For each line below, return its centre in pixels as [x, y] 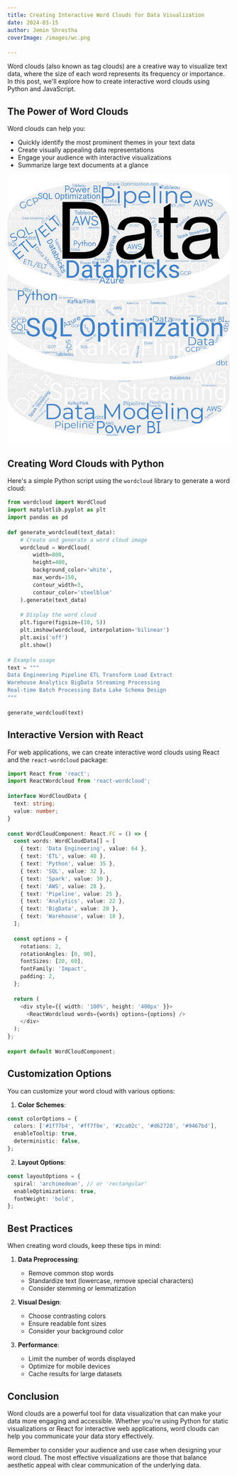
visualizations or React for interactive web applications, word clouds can [113, 1428]
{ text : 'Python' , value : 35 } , [68, 864]
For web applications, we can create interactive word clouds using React [114, 752]
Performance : [38, 1345]
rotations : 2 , [41, 946]
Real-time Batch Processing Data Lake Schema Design [87, 690]
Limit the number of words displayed [82, 1359]
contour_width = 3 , [58, 585]
